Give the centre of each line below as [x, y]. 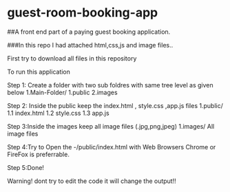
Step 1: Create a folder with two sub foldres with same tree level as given [110, 85]
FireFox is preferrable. [39, 154]
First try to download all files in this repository [72, 58]
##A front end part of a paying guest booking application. [89, 32]
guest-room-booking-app [83, 13]
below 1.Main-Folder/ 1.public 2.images [63, 92]
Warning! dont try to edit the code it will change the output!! [92, 181]
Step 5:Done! [26, 167]
